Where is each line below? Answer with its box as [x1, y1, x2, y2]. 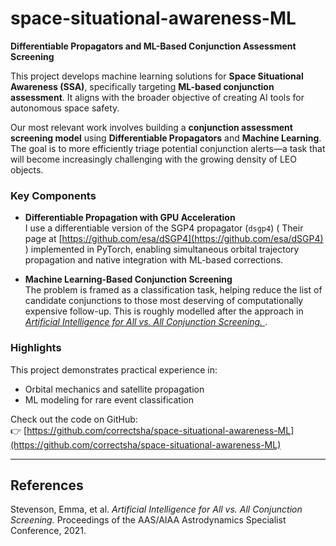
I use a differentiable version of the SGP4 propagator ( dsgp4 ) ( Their [24, 222, 304, 234]
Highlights [10, 341, 62, 355]
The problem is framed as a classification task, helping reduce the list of [24, 284, 323, 296]
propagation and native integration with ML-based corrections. [24, 254, 284, 266]
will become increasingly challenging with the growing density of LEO [10, 153, 297, 165]
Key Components [10, 188, 97, 202]
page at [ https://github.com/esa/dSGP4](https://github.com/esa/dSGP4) [24, 233, 324, 245]
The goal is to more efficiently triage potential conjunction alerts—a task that [10, 142, 326, 154]
